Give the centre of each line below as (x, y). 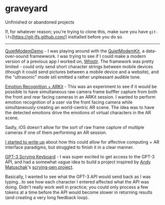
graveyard (27, 9)
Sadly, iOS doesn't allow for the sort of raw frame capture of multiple (75, 127)
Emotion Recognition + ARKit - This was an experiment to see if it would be (81, 86)
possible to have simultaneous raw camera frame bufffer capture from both (81, 92)
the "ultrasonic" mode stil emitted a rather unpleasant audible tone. (73, 77)
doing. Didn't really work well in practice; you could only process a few (77, 187)
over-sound (17, 56)
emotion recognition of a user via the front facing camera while (69, 102)
